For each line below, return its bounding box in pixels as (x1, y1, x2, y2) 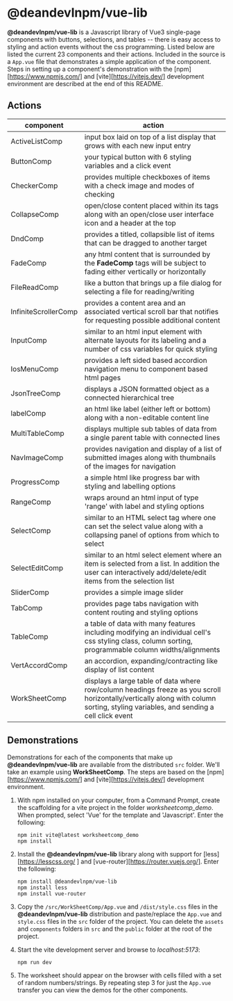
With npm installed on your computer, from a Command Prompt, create (17, 796, 221, 804)
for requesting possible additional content (84, 315, 221, 325)
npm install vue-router (17, 890, 87, 897)
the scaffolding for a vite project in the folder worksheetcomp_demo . (17, 803, 214, 811)
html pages (84, 373, 121, 382)
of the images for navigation (84, 461, 176, 471)
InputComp (10, 335, 47, 345)
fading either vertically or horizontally (84, 266, 207, 276)
